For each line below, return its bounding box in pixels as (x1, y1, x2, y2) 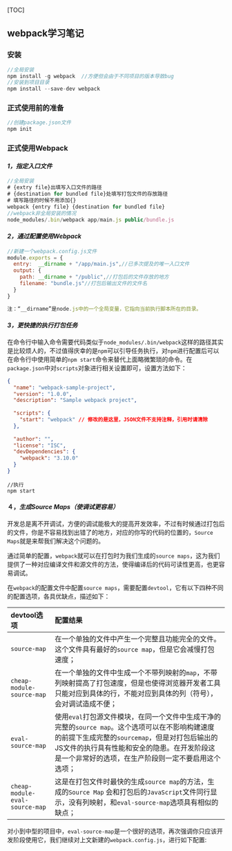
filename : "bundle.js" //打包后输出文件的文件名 (19, 280, 148, 287)
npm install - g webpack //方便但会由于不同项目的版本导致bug (7, 73, 174, 80)
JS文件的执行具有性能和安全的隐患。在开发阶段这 (55, 743, 215, 753)
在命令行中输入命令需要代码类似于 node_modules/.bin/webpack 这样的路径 (7, 338, 212, 346)
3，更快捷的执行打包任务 (7, 321, 78, 329)
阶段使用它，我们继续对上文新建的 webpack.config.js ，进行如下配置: (12, 836, 207, 844)
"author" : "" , (13, 435, 54, 442)
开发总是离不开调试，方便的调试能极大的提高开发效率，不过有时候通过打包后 (7, 520, 225, 528)
